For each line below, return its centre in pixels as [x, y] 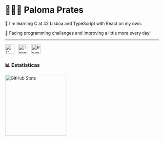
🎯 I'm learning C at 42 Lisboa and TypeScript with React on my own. [74, 23]
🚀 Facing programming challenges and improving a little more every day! [78, 33]
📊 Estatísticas [22, 65]
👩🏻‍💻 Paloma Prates [44, 10]
